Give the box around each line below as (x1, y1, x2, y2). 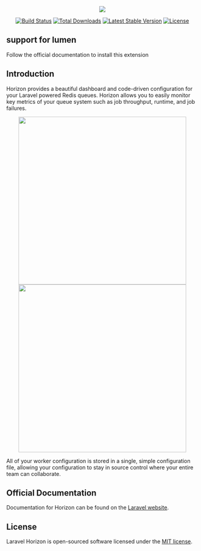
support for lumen (6, 35, 77, 45)
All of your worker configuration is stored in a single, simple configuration (6, 457, 191, 464)
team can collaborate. (6, 470, 61, 477)
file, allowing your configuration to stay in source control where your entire (6, 464, 194, 471)
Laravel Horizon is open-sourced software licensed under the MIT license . (6, 538, 193, 546)
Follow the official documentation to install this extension (6, 51, 149, 58)
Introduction (6, 69, 55, 79)
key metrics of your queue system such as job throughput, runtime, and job (6, 98, 196, 105)
